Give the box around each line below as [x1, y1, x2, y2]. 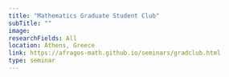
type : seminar [8, 57, 56, 65]
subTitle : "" [8, 19, 52, 27]
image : [8, 26, 31, 34]
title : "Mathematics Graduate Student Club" [8, 11, 160, 20]
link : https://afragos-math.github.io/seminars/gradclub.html [8, 49, 221, 57]
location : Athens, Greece [8, 42, 95, 50]
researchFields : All [8, 34, 78, 43]
